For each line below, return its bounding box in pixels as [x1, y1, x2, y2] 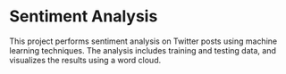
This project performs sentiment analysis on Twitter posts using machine [9, 36, 278, 46]
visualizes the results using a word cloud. [9, 54, 162, 65]
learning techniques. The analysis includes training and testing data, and [9, 45, 277, 55]
